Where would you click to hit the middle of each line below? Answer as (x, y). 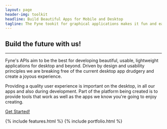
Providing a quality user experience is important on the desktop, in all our (80, 86)
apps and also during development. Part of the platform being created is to (82, 91)
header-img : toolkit (27, 14)
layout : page (19, 10)
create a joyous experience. (34, 76)
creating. (14, 102)
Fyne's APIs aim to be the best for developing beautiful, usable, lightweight (82, 61)
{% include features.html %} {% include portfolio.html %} (64, 121)
